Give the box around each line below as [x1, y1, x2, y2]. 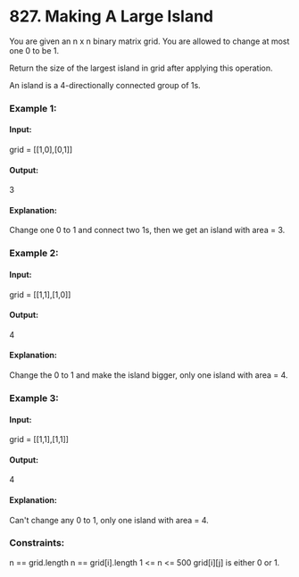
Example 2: [9, 247, 59, 260]
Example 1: [9, 102, 57, 114]
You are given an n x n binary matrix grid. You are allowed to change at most [9, 36, 290, 46]
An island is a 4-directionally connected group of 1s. [9, 79, 201, 90]
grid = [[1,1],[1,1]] [9, 434, 70, 445]
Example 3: [9, 391, 60, 404]
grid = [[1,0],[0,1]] [9, 145, 73, 155]
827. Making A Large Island [9, 6, 214, 27]
